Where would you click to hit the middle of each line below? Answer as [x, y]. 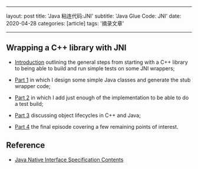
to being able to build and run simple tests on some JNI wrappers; [95, 68]
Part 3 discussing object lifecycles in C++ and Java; [78, 115]
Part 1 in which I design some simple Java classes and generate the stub [103, 80]
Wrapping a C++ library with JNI [66, 48]
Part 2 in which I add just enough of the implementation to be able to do [102, 97]
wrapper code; [33, 86]
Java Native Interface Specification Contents [69, 160]
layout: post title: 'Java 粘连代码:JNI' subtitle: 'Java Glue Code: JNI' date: [94, 16]
